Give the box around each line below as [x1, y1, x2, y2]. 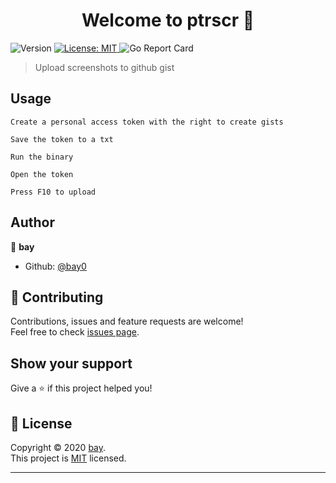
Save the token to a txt [10, 134, 114, 144]
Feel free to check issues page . [10, 326, 140, 338]
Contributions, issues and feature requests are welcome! [10, 315, 244, 328]
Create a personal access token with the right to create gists [10, 117, 284, 127]
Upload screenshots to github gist [34, 61, 175, 73]
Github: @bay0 [24, 260, 87, 272]
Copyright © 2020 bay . [10, 442, 107, 453]
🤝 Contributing [10, 289, 104, 306]
